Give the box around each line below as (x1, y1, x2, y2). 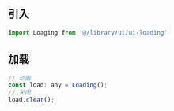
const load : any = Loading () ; (8, 81, 108, 89)
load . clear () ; (8, 96, 55, 104)
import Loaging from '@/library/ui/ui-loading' (8, 28, 168, 37)
